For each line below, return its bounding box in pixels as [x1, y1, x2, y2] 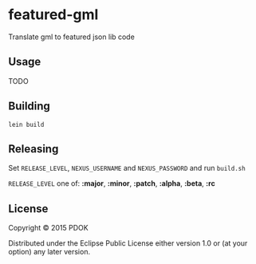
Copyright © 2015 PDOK [8, 223, 89, 233]
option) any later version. [8, 247, 90, 257]
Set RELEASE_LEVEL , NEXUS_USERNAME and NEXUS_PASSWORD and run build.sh [8, 164, 246, 173]
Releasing [8, 142, 59, 156]
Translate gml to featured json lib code [8, 32, 136, 41]
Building [8, 100, 50, 113]
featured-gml [8, 6, 99, 24]
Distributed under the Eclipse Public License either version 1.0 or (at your [8, 238, 248, 248]
